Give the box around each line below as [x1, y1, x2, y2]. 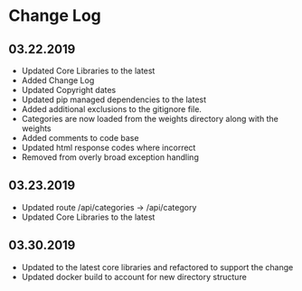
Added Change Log [21, 75, 95, 86]
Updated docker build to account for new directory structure [21, 271, 248, 282]
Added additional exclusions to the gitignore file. [21, 104, 203, 114]
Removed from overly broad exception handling [21, 152, 200, 163]
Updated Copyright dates [21, 85, 117, 95]
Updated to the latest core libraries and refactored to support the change [21, 261, 294, 272]
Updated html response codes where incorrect [21, 142, 196, 153]
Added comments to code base [21, 133, 139, 143]
